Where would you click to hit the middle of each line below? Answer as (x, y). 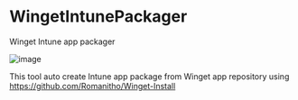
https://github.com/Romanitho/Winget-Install (93, 86)
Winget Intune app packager (62, 41)
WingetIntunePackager (98, 17)
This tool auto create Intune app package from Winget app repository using (149, 76)
